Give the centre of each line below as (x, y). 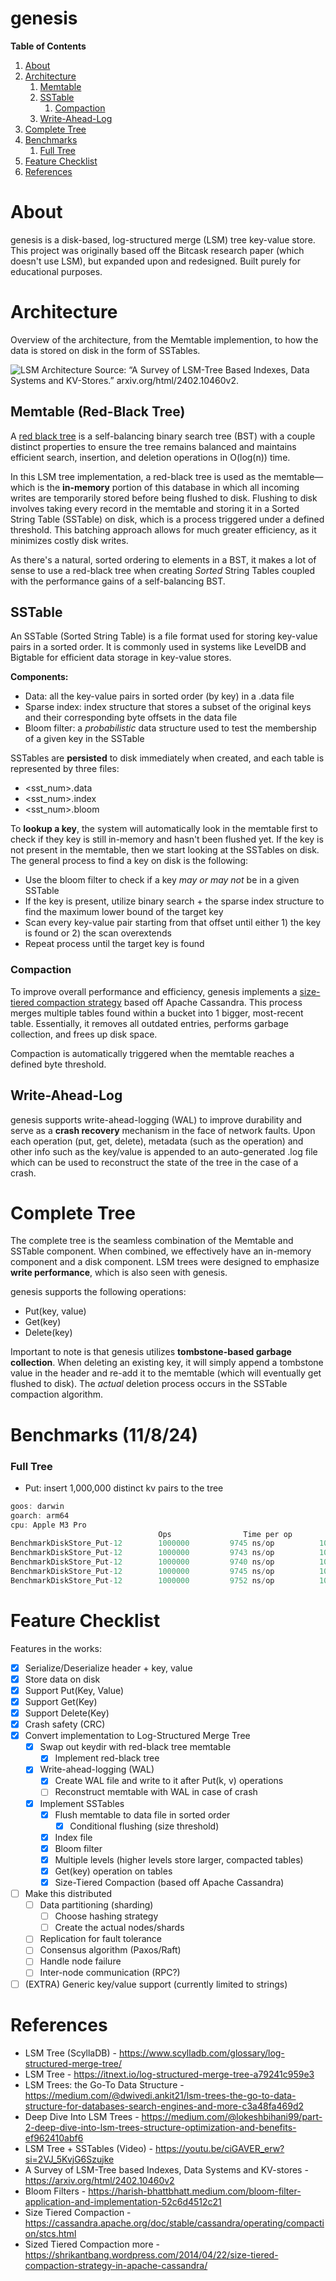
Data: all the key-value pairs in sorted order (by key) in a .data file (159, 696)
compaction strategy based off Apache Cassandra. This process (169, 1002)
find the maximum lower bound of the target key (124, 912)
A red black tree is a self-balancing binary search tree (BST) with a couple (163, 436)
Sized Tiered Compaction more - (92, 2244)
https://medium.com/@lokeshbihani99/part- (232, 2116)
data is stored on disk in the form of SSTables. (105, 350)
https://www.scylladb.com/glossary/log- (201, 2053)
